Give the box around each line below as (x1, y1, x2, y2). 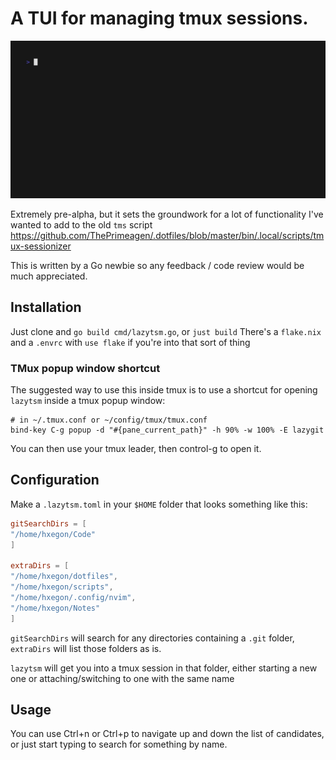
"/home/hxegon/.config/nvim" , (10, 592, 137, 602)
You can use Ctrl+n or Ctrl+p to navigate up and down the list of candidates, (10, 728, 325, 740)
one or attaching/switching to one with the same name (10, 672, 235, 684)
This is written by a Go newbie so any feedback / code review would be (10, 259, 305, 271)
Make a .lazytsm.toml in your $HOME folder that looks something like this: (10, 498, 308, 510)
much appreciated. (10, 270, 88, 282)
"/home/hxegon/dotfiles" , (10, 572, 118, 582)
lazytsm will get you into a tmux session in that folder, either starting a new (10, 662, 318, 674)
